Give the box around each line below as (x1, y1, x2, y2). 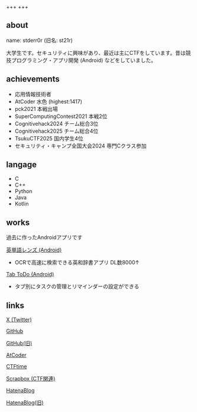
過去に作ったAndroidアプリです (6, 234, 83, 241)
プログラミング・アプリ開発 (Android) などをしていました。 (11, 57, 157, 64)
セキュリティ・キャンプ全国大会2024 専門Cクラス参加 (14, 142, 147, 149)
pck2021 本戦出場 (14, 105, 58, 112)
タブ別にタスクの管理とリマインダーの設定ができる (14, 283, 140, 290)
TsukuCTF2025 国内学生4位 (14, 135, 84, 142)
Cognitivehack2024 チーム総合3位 (14, 120, 99, 127)
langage (6, 160, 37, 170)
